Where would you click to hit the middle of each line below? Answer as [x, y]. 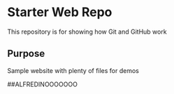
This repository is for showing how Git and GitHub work [87, 32]
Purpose [26, 54]
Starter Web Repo [60, 12]
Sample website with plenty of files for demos [73, 70]
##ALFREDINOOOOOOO [43, 84]
